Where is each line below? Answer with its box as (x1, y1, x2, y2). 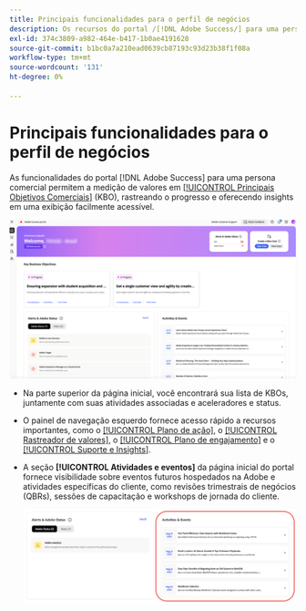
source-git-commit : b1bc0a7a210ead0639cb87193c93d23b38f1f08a (9, 44, 250, 53)
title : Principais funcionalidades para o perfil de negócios (9, 15, 250, 24)
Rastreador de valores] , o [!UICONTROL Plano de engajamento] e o (22, 434, 275, 446)
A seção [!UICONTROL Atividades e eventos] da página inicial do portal (22, 461, 294, 473)
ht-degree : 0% (9, 73, 64, 82)
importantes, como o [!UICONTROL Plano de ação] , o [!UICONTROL (22, 425, 278, 436)
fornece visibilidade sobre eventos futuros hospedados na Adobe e (22, 471, 276, 482)
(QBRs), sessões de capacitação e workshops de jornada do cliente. (22, 491, 280, 502)
